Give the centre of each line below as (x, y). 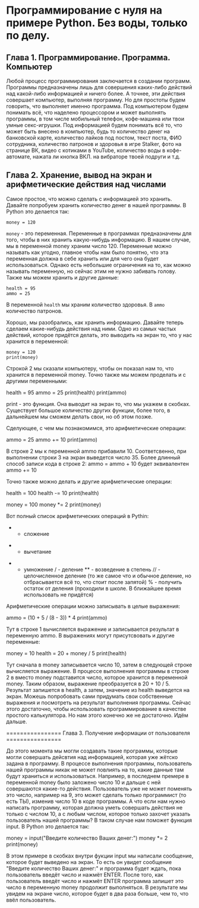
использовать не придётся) (59, 595)
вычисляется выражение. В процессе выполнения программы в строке (98, 671)
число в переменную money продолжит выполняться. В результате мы (97, 887)
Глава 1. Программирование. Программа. (88, 57)
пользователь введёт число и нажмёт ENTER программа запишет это (95, 881)
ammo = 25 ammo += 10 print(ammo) (52, 439)
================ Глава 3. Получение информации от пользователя (98, 733)
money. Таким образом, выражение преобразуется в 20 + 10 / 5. (88, 684)
